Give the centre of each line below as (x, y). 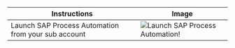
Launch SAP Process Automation (65, 25)
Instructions (72, 14)
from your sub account (48, 34)
